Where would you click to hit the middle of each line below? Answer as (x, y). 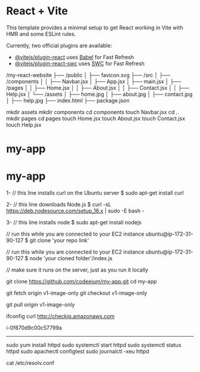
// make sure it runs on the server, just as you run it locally (77, 270)
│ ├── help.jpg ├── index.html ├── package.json (68, 100)
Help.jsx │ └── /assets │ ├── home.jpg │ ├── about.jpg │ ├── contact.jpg (99, 94)
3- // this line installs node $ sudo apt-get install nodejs (74, 222)
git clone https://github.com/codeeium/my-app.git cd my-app (82, 282)
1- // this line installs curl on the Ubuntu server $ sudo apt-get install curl (95, 193)
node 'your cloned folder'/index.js (71, 258)
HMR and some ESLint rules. (41, 33)
